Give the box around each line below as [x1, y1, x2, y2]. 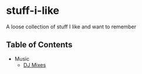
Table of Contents [6, 40, 73, 50]
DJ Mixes [23, 61, 46, 68]
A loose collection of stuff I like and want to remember [6, 23, 137, 30]
